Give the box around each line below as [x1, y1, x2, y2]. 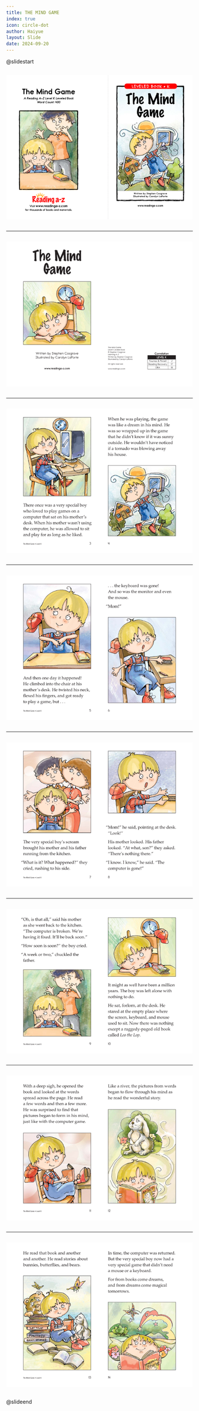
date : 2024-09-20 [6, 41, 49, 47]
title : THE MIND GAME [6, 10, 60, 15]
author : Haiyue [6, 29, 44, 34]
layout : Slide [6, 34, 41, 41]
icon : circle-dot [6, 22, 49, 28]
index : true [6, 15, 36, 22]
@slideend [6, 1399, 33, 1406]
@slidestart [6, 58, 34, 65]
